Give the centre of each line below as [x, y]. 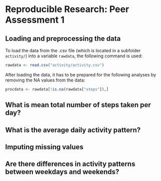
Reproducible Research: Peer [67, 9]
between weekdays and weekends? [62, 172]
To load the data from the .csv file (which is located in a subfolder [73, 51]
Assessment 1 [35, 20]
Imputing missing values [44, 147]
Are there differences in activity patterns [70, 164]
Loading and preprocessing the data [63, 38]
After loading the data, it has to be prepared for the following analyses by [81, 74]
